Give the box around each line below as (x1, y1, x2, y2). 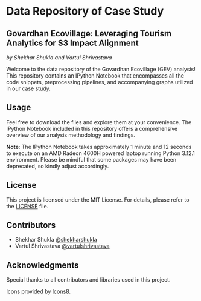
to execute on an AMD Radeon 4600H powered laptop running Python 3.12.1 (6, 150, 195, 157)
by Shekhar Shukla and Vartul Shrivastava (6, 54, 112, 61)
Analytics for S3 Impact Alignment (6, 38, 139, 48)
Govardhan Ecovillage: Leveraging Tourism (6, 28, 172, 39)
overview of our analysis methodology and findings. (6, 131, 136, 139)
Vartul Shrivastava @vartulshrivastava (14, 242, 110, 250)
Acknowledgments (6, 260, 80, 270)
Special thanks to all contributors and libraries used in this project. (6, 276, 171, 283)
